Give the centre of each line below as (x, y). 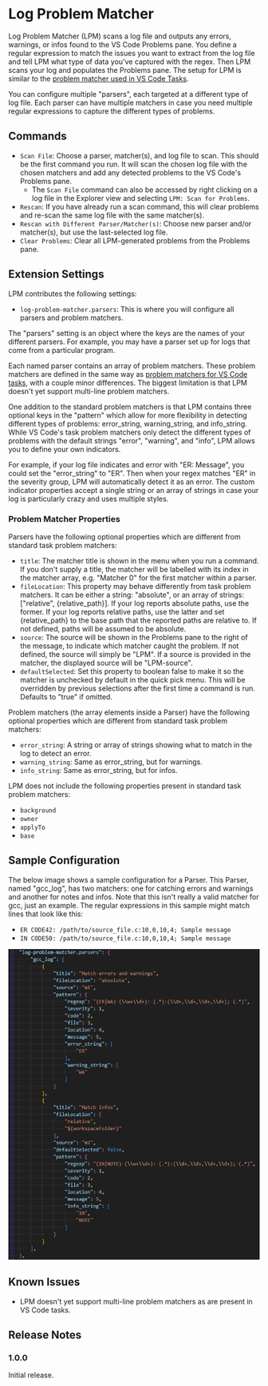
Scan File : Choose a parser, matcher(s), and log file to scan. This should (139, 155)
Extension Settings (56, 274)
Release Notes (45, 1335)
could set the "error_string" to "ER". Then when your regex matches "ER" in (132, 473)
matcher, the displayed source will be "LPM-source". (106, 663)
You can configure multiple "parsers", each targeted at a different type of (128, 94)
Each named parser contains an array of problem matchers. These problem (132, 366)
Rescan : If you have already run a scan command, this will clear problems (139, 206)
